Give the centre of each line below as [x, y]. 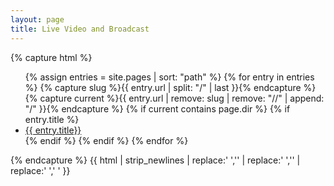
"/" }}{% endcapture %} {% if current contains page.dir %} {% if [157, 108]
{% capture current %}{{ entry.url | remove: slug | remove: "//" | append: [174, 98]
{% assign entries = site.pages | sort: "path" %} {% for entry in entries [169, 77]
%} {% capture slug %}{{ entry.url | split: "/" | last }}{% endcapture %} [170, 87]
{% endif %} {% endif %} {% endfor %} [106, 140]
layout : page [37, 19]
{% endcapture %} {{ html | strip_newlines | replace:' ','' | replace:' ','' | [155, 160]
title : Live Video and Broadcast [80, 29]
